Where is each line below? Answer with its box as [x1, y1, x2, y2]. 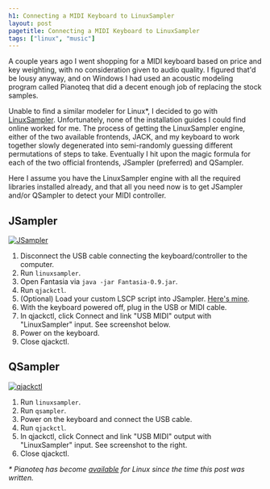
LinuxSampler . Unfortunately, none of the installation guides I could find [8, 115, 247, 125]
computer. [19, 260, 55, 270]
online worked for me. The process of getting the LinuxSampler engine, [8, 123, 246, 133]
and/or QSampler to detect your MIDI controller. [8, 190, 167, 200]
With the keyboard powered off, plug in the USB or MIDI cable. [19, 303, 227, 312]
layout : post [8, 19, 52, 27]
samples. [8, 90, 39, 101]
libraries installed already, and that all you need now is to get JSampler [8, 182, 243, 192]
